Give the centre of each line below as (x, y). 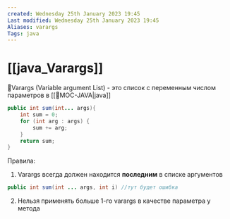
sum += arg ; (50, 127)
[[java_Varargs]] (55, 68)
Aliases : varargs (33, 27)
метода (29, 208)
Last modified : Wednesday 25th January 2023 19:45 (83, 20)
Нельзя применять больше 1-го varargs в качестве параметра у (114, 201)
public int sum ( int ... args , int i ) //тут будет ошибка (93, 187)
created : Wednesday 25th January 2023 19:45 (74, 14)
